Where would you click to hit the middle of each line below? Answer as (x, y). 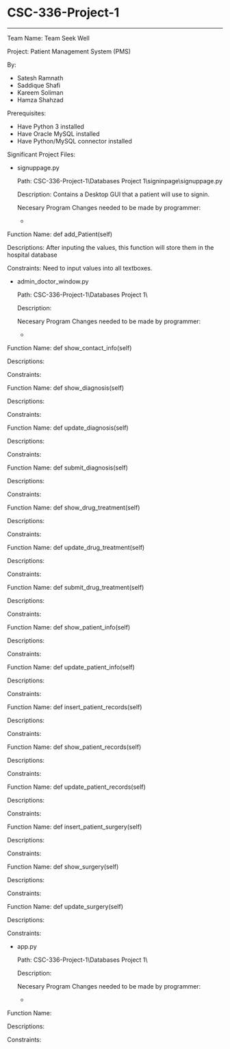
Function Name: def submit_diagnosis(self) (68, 468)
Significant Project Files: (41, 154)
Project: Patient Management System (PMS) (69, 51)
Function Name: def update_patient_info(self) (71, 667)
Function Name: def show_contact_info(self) (69, 347)
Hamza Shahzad (40, 100)
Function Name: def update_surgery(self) (65, 906)
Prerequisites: (27, 113)
